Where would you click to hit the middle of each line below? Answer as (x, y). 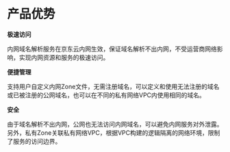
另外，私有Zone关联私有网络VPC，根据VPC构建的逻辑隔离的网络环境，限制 (114, 132)
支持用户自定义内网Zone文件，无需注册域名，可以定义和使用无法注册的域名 (113, 86)
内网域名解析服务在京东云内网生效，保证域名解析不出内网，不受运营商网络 (112, 49)
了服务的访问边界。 (34, 141)
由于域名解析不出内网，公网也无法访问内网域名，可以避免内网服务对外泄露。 (115, 124)
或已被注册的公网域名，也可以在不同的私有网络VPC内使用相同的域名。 (106, 95)
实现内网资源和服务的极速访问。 (64, 57)
